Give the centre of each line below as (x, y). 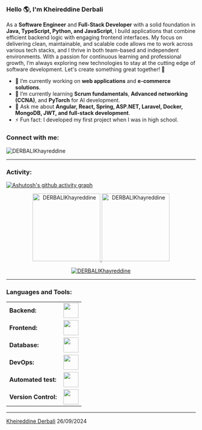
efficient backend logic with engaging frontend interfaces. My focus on (94, 37)
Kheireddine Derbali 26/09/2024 (47, 421)
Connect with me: (33, 138)
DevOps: (22, 363)
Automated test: (33, 379)
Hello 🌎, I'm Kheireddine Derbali (55, 9)
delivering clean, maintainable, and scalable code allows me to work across (100, 44)
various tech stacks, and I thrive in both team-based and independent (93, 51)
